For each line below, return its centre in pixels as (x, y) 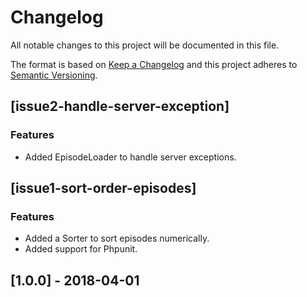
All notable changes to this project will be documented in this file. (145, 45)
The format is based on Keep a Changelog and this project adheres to (154, 64)
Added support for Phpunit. (81, 249)
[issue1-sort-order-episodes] (103, 188)
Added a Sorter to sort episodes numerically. (117, 238)
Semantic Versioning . (54, 75)
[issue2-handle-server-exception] (120, 106)
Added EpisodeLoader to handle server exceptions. (130, 157)
